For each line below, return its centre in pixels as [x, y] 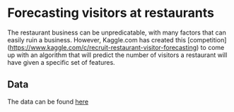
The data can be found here [48, 101]
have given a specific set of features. [61, 62]
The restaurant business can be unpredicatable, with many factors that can [117, 32]
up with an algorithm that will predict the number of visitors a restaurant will [117, 55]
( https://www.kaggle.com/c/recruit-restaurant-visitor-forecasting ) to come [116, 47]
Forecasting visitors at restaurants [111, 13]
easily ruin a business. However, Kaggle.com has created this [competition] [117, 39]
